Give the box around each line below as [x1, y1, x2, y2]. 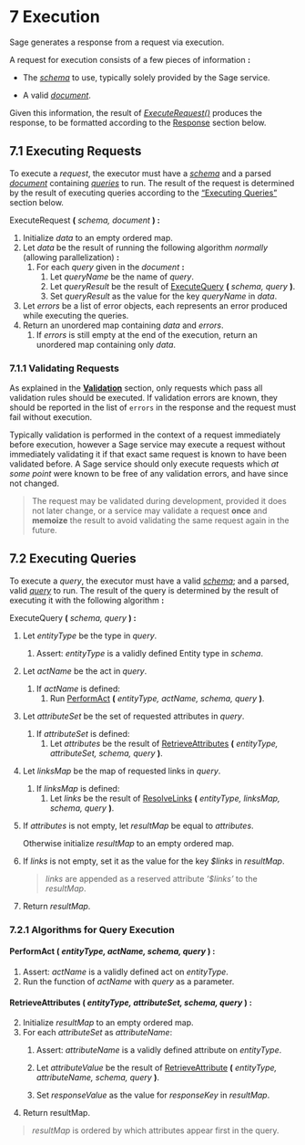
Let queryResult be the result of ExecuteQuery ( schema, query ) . [49, 280, 296, 291]
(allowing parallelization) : [22, 251, 120, 262]
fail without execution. [9, 412, 93, 423]
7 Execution [9, 6, 100, 27]
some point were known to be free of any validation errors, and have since [9, 468, 289, 479]
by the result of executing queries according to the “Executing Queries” [9, 187, 278, 198]
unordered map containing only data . [36, 339, 176, 350]
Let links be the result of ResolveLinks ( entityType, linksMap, [49, 793, 280, 804]
